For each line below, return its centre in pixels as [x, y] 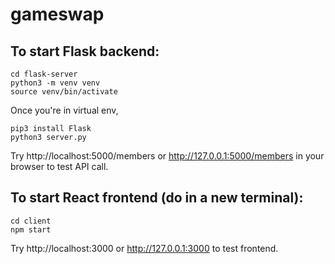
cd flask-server [44, 74]
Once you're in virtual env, [64, 110]
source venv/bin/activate [64, 92]
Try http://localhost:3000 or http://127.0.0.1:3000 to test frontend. [144, 248]
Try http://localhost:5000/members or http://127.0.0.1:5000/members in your [167, 156]
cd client [31, 221]
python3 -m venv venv [55, 83]
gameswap [57, 14]
